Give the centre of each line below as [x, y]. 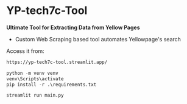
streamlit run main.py [35, 95]
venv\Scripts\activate [35, 79]
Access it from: [25, 51]
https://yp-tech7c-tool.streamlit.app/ [57, 62]
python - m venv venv [33, 73]
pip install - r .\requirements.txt [51, 85]
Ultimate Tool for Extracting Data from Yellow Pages [73, 27]
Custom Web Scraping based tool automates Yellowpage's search [98, 39]
